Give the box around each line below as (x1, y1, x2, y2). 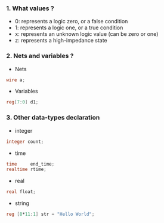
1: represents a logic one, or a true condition (14, 24, 123, 31)
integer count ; (6, 139, 44, 145)
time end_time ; (6, 161, 55, 167)
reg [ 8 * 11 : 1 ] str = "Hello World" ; (6, 211, 95, 218)
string (14, 200, 30, 207)
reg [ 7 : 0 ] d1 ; (6, 99, 39, 105)
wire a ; (6, 77, 26, 83)
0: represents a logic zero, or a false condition (14, 18, 128, 25)
